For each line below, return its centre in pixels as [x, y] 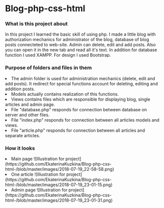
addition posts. [20, 89]
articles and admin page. [30, 104]
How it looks [20, 148]
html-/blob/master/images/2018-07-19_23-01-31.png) [59, 200]
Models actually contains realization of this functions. [65, 94]
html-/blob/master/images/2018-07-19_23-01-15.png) [59, 185]
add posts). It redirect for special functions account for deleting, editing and [82, 83]
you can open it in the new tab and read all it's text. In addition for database [81, 50]
